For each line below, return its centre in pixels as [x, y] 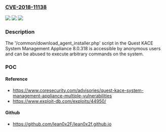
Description [20, 32]
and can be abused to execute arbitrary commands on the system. [75, 54]
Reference [16, 79]
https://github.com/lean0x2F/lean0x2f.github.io [62, 124]
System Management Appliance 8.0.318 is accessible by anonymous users [83, 48]
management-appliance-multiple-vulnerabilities [62, 95]
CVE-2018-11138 [26, 7]
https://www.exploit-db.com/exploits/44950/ [59, 101]
